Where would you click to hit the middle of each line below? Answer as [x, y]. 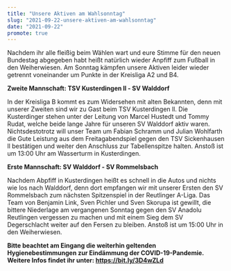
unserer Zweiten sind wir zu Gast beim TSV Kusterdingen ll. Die [98, 109]
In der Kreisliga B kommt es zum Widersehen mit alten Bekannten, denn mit [115, 102]
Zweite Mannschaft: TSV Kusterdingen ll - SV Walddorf [88, 88]
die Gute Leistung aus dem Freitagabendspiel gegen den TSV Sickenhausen [116, 139]
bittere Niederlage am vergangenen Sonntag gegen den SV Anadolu [105, 210]
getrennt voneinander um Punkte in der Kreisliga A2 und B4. [93, 75]
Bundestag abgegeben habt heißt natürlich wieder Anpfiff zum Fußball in [111, 60]
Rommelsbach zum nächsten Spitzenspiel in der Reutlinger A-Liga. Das [109, 195]
